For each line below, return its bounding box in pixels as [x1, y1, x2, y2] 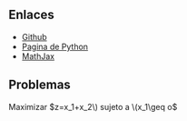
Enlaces [8, 7, 55, 23]
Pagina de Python [21, 41, 88, 52]
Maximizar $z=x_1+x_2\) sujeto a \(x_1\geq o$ [8, 101, 178, 112]
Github [21, 31, 47, 42]
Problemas [8, 77, 72, 93]
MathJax [21, 50, 55, 62]
